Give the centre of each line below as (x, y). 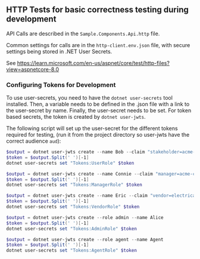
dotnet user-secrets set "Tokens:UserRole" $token (70, 163)
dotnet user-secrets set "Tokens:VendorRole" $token (73, 207)
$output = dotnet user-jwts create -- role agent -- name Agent (85, 239)
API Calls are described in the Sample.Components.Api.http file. (83, 33)
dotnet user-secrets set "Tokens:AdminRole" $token (71, 229)
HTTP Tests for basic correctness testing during (98, 10)
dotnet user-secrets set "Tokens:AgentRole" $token (71, 251)
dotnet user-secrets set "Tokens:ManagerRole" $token (74, 185)
